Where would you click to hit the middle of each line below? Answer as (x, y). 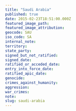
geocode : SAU (18, 32)
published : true (22, 14)
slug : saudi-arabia (25, 101)
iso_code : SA (18, 37)
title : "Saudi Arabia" (28, 10)
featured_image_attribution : (35, 28)
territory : (16, 46)
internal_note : (21, 42)
